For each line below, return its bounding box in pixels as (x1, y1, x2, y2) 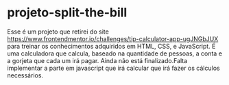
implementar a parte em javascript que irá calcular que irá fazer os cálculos (7, 64, 221, 72)
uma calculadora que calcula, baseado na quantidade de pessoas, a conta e (7, 49, 223, 58)
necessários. (7, 71, 43, 80)
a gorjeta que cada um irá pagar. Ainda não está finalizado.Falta (7, 56, 188, 64)
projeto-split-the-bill (7, 5, 128, 21)
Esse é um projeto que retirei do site (7, 27, 110, 36)
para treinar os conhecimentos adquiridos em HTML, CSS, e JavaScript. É (7, 42, 216, 50)
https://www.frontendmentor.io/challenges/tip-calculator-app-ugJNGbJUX (7, 34, 219, 42)
